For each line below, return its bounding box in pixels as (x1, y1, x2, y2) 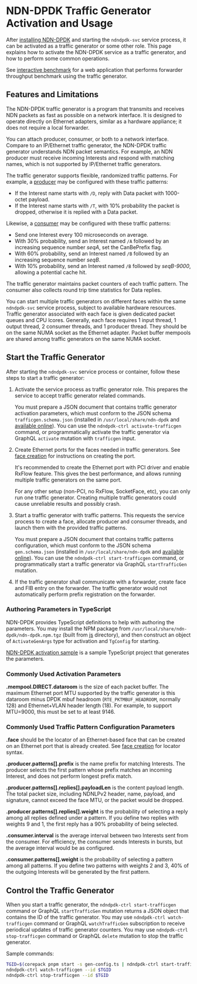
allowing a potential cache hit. (14, 269, 87, 276)
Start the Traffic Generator (6, 352, 106, 363)
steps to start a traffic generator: (6, 374, 85, 381)
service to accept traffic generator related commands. (14, 392, 145, 399)
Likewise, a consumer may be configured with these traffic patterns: (6, 220, 171, 227)
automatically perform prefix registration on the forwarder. (14, 591, 156, 598)
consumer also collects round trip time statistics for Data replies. (6, 286, 162, 293)
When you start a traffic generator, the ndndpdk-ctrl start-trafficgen (6, 901, 176, 908)
